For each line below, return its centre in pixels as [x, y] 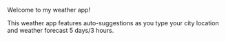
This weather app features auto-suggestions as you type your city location [113, 23]
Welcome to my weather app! [49, 10]
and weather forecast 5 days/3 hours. [61, 30]
